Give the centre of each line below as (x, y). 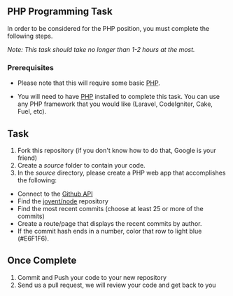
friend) (27, 158)
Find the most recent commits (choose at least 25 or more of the (111, 208)
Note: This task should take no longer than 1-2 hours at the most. (101, 49)
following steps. (30, 36)
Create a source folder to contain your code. (81, 165)
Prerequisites (30, 67)
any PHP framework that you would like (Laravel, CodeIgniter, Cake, (115, 104)
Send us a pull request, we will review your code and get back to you (116, 285)
